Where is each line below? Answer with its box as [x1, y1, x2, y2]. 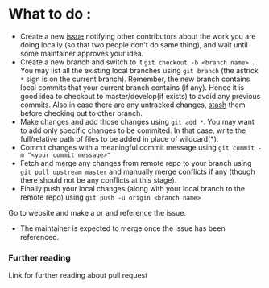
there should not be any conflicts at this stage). [19, 175, 177, 185]
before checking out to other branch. [19, 108, 143, 117]
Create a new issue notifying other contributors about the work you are [19, 31, 256, 41]
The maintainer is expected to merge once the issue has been [19, 223, 226, 233]
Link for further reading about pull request [8, 270, 148, 280]
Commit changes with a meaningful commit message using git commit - [19, 142, 262, 152]
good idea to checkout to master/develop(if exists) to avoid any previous [19, 91, 261, 101]
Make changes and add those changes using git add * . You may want [19, 117, 255, 126]
